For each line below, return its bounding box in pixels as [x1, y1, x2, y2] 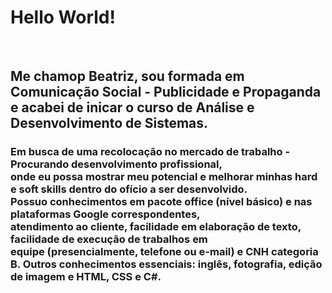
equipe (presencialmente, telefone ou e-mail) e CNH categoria [10, 245, 319, 259]
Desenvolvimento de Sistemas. [10, 115, 209, 132]
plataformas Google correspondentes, [10, 207, 201, 221]
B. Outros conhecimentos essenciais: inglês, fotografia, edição [10, 257, 323, 271]
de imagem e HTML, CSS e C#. [10, 270, 162, 284]
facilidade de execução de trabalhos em [10, 232, 208, 246]
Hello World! [10, 6, 116, 29]
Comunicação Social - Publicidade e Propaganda [10, 84, 322, 101]
